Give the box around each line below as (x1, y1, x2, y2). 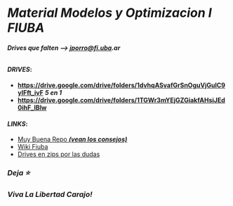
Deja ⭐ (7, 168, 30, 178)
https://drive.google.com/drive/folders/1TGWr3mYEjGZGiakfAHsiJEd (17, 96, 226, 104)
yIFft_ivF (17, 89, 44, 96)
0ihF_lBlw (17, 103, 47, 112)
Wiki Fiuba (17, 143, 48, 151)
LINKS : (7, 120, 28, 128)
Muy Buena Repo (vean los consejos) (17, 135, 128, 143)
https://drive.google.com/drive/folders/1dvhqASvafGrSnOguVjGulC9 (17, 81, 226, 89)
